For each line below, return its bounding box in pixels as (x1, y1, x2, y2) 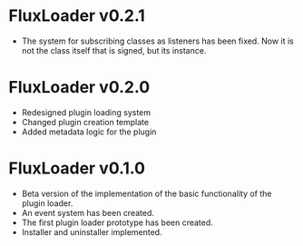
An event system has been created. (21, 207, 155, 218)
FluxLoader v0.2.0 (8, 77, 151, 98)
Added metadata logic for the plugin (21, 126, 157, 137)
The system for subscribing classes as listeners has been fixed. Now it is (21, 35, 294, 46)
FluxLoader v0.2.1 (8, 5, 146, 26)
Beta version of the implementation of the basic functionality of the (21, 188, 272, 199)
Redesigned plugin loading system (21, 106, 151, 118)
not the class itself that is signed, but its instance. (21, 44, 207, 55)
